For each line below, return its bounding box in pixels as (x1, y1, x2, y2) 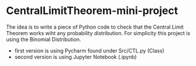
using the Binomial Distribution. (6, 36, 81, 43)
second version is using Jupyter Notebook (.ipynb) (14, 53, 137, 60)
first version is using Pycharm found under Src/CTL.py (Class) (14, 47, 165, 54)
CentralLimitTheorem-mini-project (6, 4, 178, 18)
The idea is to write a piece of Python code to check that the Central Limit (6, 23, 184, 30)
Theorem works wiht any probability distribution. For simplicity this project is (6, 29, 191, 36)
